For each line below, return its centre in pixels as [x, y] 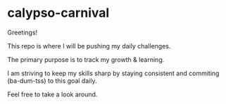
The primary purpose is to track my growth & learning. [86, 59]
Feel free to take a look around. [52, 94]
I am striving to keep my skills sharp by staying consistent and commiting [113, 73]
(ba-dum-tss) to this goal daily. [52, 80]
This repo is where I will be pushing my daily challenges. [89, 46]
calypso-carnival [58, 13]
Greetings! [23, 32]
